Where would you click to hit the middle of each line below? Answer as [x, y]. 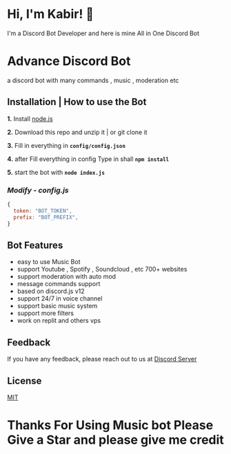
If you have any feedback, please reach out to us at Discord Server [102, 359]
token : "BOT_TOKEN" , [43, 211]
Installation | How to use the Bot [77, 102]
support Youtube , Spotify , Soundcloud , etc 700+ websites [102, 269]
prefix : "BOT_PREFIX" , [46, 217]
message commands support [59, 284]
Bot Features [35, 245]
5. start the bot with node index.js [56, 172]
